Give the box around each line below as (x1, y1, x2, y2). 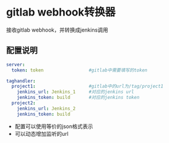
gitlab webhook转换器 (6, 5, 116, 19)
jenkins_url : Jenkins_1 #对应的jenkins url (17, 89, 134, 95)
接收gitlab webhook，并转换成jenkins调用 (6, 26, 108, 33)
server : (6, 61, 26, 67)
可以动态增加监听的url (14, 130, 68, 137)
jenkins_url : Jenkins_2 (17, 105, 76, 111)
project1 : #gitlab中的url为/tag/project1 (11, 83, 164, 89)
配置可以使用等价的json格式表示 (14, 123, 93, 130)
